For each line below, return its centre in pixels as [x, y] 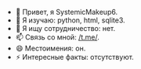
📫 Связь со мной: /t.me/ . [57, 37]
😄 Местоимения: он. [51, 48]
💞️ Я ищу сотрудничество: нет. [65, 28]
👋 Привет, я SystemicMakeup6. [67, 12]
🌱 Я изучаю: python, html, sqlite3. [70, 20]
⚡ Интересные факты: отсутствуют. [75, 57]
